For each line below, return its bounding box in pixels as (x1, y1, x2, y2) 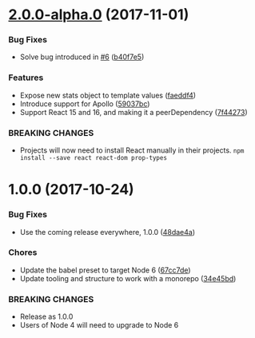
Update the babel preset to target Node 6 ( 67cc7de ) (19, 265, 191, 275)
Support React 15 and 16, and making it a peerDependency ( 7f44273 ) (19, 107, 248, 117)
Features (8, 72, 44, 83)
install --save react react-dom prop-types (19, 154, 168, 162)
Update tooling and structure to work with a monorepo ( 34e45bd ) (19, 273, 237, 283)
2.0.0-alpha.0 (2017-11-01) (8, 6, 189, 24)
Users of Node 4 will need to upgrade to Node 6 (19, 320, 179, 330)
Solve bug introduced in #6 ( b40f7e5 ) (19, 52, 145, 62)
